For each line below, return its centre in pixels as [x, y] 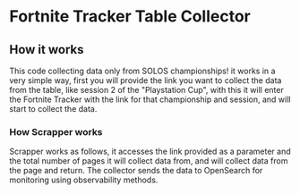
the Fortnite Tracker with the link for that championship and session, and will [150, 99]
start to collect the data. [53, 109]
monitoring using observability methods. [84, 180]
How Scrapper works [56, 131]
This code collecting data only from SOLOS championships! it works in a [142, 71]
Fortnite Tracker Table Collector [130, 17]
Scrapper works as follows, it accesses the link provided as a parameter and [150, 152]
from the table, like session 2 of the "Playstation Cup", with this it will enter [146, 90]
